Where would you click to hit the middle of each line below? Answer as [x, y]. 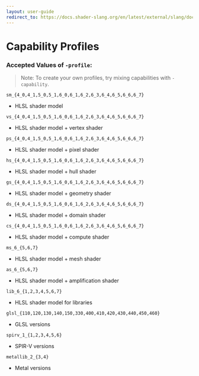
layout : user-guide [30, 12]
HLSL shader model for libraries [54, 302]
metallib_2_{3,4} [28, 357]
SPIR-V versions [34, 346]
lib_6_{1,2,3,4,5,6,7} [34, 291]
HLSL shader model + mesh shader [58, 259]
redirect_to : [22, 17]
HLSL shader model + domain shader [60, 215]
